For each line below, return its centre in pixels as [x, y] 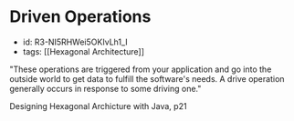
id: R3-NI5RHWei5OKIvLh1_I [75, 42]
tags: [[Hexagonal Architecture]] [83, 51]
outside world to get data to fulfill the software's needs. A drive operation [147, 78]
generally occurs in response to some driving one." [105, 88]
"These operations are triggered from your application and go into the [141, 69]
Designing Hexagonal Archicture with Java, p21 [98, 106]
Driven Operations [80, 17]
